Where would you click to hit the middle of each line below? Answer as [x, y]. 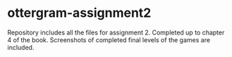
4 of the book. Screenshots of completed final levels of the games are [109, 39]
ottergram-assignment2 [79, 13]
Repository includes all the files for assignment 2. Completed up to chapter [116, 32]
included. [21, 47]
